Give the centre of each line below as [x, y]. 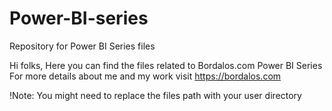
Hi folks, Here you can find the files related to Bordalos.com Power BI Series [166, 65]
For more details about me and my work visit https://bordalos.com [145, 76]
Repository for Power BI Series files [82, 46]
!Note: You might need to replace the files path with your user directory [155, 95]
